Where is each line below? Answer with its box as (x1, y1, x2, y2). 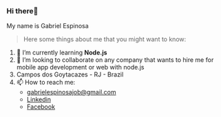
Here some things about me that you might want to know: (23, 35, 187, 43)
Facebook (26, 103, 56, 111)
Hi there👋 (6, 6, 39, 16)
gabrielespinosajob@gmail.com (26, 88, 116, 96)
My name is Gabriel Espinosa (6, 22, 89, 30)
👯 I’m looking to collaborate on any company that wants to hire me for (16, 56, 214, 64)
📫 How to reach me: (16, 78, 76, 87)
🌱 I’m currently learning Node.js (16, 48, 107, 57)
